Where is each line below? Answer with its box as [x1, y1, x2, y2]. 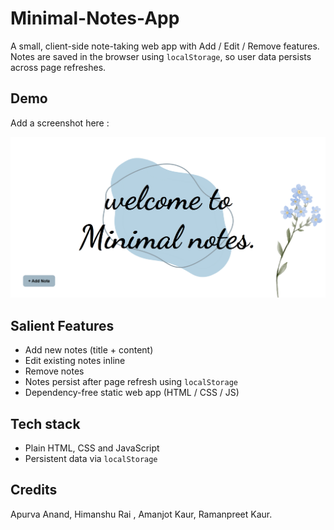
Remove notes [24, 365, 85, 377]
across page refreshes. [10, 61, 107, 73]
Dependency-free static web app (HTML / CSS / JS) [24, 387, 240, 399]
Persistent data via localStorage [24, 453, 158, 465]
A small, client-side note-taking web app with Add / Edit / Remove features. [10, 40, 320, 52]
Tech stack [10, 415, 81, 432]
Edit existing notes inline [24, 355, 126, 367]
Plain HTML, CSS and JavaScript [24, 442, 160, 454]
